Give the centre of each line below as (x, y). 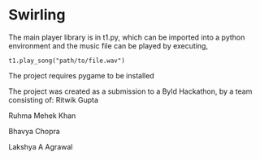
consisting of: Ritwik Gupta (54, 99)
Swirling (37, 15)
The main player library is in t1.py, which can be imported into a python (127, 37)
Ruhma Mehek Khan (42, 116)
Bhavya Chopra (35, 131)
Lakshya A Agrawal (41, 146)
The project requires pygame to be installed (81, 75)
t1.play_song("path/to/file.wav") (67, 61)
